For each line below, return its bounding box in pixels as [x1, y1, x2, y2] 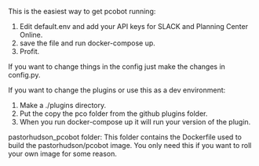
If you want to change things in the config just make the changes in [8, 62, 226, 71]
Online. [19, 31, 43, 39]
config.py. [8, 70, 41, 79]
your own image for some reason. [8, 149, 118, 158]
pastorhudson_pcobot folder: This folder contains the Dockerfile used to [8, 132, 242, 142]
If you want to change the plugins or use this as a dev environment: [8, 85, 226, 95]
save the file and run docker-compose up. [19, 38, 155, 48]
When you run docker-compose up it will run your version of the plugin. [19, 117, 251, 126]
